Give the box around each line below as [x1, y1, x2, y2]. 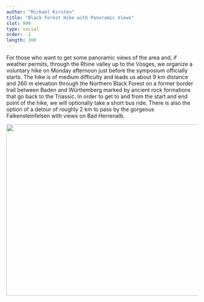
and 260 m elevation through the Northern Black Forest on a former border [6, 80, 193, 87]
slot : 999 [6, 20, 32, 26]
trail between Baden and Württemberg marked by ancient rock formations [6, 86, 191, 93]
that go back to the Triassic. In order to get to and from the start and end [6, 93, 188, 100]
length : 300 [6, 37, 36, 43]
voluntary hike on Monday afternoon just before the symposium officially [6, 67, 188, 74]
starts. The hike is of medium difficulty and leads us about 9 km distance [6, 74, 188, 80]
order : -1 [6, 32, 32, 38]
